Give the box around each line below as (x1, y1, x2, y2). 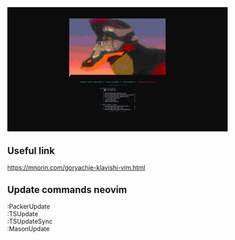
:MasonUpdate (7, 225, 50, 233)
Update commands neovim (7, 183, 127, 195)
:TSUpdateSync (7, 217, 53, 226)
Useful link (7, 145, 55, 157)
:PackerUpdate (7, 202, 50, 211)
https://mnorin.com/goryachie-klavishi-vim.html (7, 164, 145, 172)
